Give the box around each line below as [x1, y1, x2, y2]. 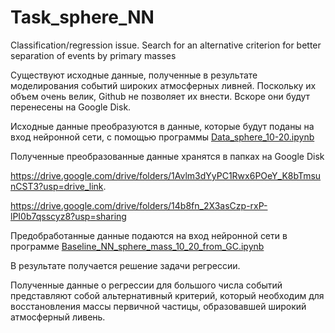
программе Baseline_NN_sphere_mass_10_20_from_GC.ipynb [10, 240, 265, 252]
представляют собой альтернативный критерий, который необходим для [10, 289, 325, 301]
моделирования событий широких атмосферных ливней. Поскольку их [10, 79, 317, 91]
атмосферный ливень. [10, 311, 106, 323]
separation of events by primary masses [10, 49, 177, 61]
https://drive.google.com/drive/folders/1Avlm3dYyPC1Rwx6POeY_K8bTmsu [10, 169, 322, 181]
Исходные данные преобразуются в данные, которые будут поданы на [10, 120, 315, 132]
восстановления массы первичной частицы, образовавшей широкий [10, 300, 307, 312]
